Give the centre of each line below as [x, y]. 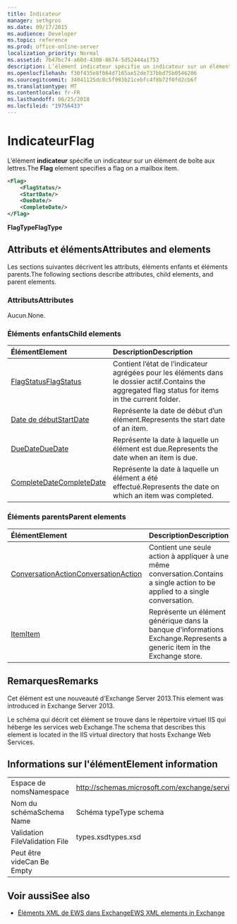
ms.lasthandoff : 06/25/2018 [49, 100]
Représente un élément [187, 611]
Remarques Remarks [53, 681]
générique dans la [178, 620]
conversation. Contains [186, 574]
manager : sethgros [34, 21]
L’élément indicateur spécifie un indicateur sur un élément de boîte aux [111, 161]
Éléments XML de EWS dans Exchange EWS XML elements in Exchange [121, 913]
